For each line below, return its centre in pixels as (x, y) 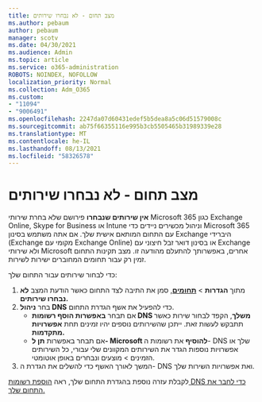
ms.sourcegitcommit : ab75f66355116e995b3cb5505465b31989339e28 (115, 126)
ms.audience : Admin (40, 52)
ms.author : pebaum (39, 23)
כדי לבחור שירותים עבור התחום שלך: (63, 275)
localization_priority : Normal (60, 82)
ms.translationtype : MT (48, 133)
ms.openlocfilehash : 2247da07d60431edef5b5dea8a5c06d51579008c (115, 119)
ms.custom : (26, 97)
